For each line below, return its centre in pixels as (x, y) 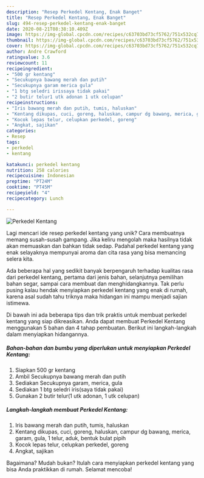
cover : (15, 46)
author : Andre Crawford (36, 52)
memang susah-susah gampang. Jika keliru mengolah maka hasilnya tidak (99, 239)
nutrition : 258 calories (38, 170)
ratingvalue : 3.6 (28, 57)
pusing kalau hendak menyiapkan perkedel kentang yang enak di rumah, (97, 290)
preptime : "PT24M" (29, 181)
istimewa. (18, 303)
